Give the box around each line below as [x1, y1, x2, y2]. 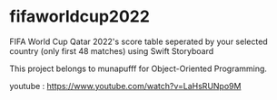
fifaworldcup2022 [9, 6, 150, 27]
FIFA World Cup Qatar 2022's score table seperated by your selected [9, 36, 268, 47]
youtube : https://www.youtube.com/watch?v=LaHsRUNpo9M [9, 80, 242, 91]
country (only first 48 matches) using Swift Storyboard [9, 45, 214, 56]
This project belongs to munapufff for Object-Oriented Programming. [9, 63, 268, 74]
